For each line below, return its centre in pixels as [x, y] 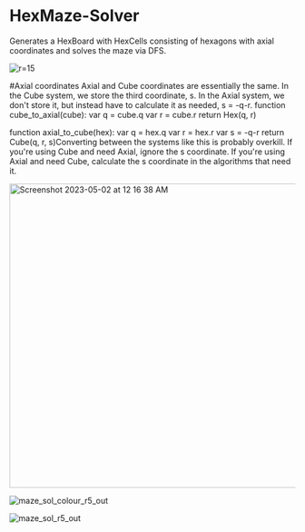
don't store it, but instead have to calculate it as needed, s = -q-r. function [148, 104]
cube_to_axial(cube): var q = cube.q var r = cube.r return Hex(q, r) [133, 114]
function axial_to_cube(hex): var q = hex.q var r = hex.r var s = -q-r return [147, 132]
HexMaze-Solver [74, 16]
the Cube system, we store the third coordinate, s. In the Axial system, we [147, 95]
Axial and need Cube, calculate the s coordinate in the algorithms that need [150, 161]
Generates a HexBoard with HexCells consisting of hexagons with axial [142, 41]
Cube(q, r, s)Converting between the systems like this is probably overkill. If [151, 142]
